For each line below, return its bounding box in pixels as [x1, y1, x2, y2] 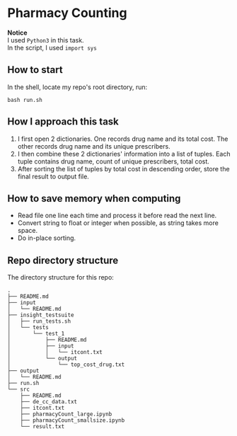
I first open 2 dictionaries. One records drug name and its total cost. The [17, 134, 229, 143]
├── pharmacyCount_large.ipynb [20, 411, 112, 418]
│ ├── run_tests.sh [7, 318, 71, 325]
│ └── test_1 [7, 331, 65, 338]
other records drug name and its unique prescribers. [17, 142, 171, 150]
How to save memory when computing [7, 193, 181, 205]
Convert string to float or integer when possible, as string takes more [17, 219, 219, 227]
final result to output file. [17, 172, 90, 180]
